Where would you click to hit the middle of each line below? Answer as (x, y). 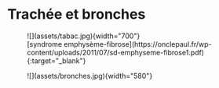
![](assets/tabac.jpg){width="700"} (84, 36)
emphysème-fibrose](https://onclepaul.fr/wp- (138, 44)
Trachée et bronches (77, 14)
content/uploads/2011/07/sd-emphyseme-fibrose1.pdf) (116, 52)
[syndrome (45, 44)
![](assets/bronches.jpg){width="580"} (90, 76)
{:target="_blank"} (57, 61)
